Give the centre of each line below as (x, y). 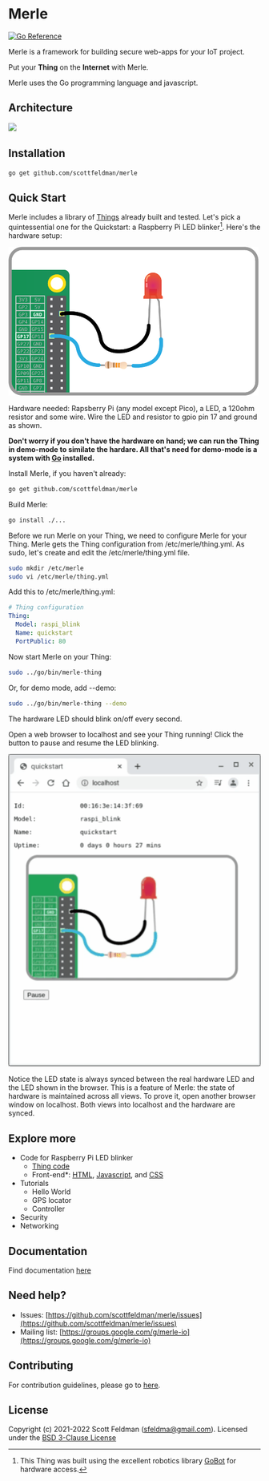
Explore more (42, 1138)
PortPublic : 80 (41, 641)
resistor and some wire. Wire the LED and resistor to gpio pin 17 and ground (133, 417)
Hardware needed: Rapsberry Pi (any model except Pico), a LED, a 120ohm (131, 408)
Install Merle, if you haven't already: (67, 473)
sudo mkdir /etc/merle (46, 568)
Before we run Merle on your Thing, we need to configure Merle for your (128, 535)
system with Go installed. (51, 458)
